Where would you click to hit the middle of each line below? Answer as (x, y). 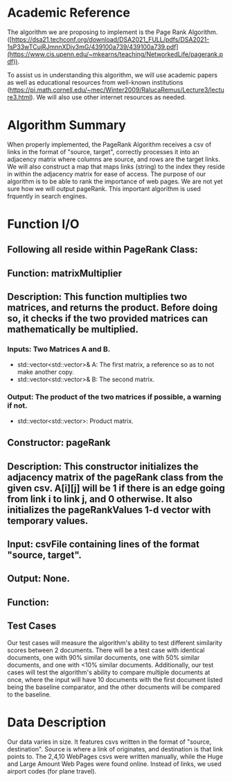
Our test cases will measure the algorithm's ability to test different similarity (115, 642)
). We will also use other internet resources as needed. (108, 97)
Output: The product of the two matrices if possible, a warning (114, 397)
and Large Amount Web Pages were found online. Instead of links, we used (114, 764)
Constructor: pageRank (59, 443)
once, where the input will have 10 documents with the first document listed (115, 679)
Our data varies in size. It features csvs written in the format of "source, (109, 742)
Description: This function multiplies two (97, 297)
